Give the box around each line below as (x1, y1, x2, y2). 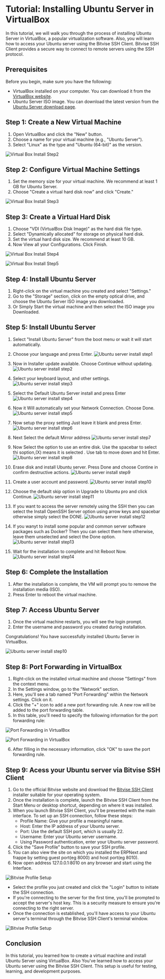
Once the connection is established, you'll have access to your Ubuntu (12, 911, 156, 916)
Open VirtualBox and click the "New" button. (12, 131, 103, 137)
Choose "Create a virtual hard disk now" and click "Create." (12, 189, 134, 195)
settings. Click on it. (12, 697, 53, 703)
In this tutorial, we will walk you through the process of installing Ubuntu (5, 30, 152, 36)
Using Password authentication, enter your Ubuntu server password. (20, 839, 159, 845)
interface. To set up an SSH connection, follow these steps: (12, 813, 133, 819)
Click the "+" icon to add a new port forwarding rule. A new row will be (12, 702, 156, 708)
